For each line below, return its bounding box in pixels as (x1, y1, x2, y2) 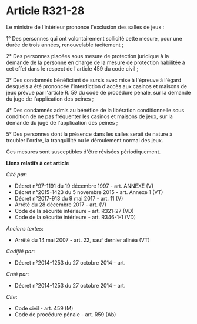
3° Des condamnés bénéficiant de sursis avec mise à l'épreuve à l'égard (6, 76, 181, 83)
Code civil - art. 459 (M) (14, 305, 74, 312)
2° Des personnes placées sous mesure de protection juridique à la (6, 52, 169, 59)
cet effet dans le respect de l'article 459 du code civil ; (6, 65, 139, 72)
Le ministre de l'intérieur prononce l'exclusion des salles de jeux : (6, 24, 165, 31)
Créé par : (6, 270, 29, 278)
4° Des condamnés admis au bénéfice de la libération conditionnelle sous (6, 106, 185, 113)
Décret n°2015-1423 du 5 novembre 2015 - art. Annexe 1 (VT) (14, 188, 163, 195)
